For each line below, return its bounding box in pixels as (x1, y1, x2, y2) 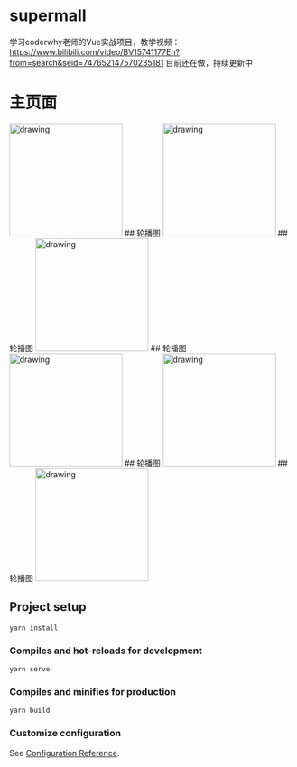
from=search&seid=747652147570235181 (9, 57, 164, 68)
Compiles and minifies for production (9, 685, 176, 698)
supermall (9, 5, 88, 26)
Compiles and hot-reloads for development (9, 644, 203, 657)
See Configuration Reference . (9, 747, 120, 758)
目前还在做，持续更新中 (165, 57, 254, 68)
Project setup (9, 599, 88, 615)
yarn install (9, 624, 59, 633)
